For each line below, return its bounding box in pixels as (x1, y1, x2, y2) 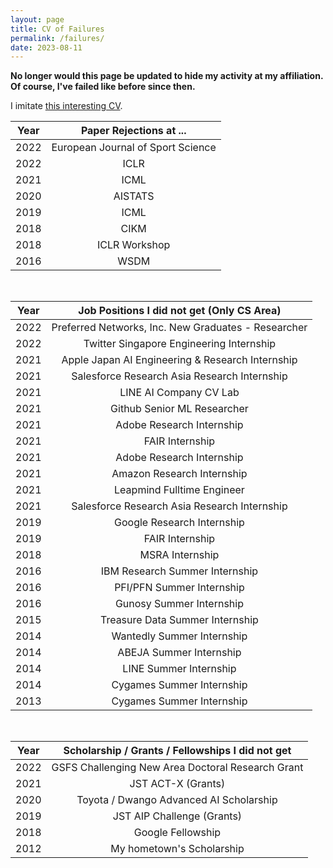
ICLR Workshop (96, 238, 171, 252)
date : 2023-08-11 (10, 42, 83, 53)
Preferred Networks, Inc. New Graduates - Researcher (51, 321, 308, 335)
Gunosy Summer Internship (114, 597, 244, 611)
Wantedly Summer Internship (111, 629, 248, 643)
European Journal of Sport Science (51, 141, 217, 155)
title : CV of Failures (10, 24, 105, 34)
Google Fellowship (133, 826, 222, 840)
